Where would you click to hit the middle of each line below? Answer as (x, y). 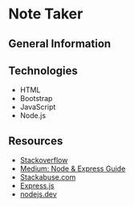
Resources (36, 141)
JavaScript (38, 107)
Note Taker (46, 14)
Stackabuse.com (48, 177)
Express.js (37, 186)
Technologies (43, 70)
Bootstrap (36, 99)
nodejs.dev (39, 194)
